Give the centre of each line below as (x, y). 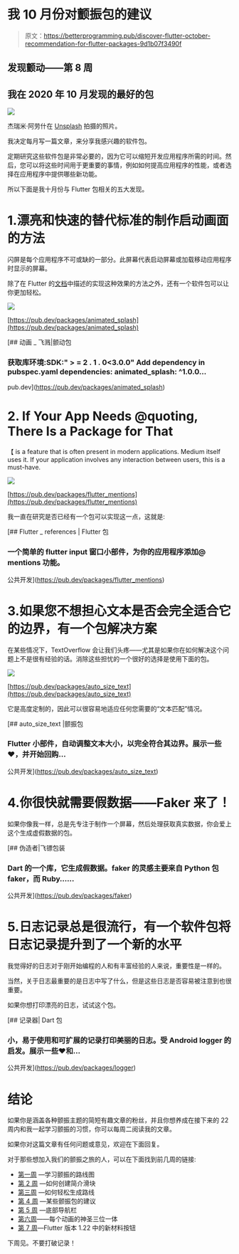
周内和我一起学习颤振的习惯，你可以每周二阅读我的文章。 (91, 1129)
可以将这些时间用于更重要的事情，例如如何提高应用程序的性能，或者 (126, 165)
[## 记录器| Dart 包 (35, 1020)
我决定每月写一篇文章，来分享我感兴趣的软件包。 (79, 141)
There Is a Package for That (90, 431)
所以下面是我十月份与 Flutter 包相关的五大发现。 (78, 189)
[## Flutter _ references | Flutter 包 (58, 532)
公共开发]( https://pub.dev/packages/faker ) (70, 896)
